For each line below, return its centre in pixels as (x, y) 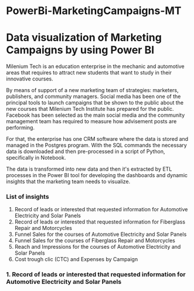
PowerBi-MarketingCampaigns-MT (94, 11)
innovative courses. (30, 79)
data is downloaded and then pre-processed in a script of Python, (86, 151)
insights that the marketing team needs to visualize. (68, 182)
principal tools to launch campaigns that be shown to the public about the (95, 103)
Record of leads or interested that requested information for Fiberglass (100, 222)
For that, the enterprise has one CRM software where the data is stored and (97, 139)
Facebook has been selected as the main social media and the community (96, 115)
